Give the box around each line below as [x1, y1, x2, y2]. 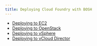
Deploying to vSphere [12, 30, 56, 36]
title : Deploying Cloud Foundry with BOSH [5, 7, 92, 12]
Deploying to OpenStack [12, 25, 61, 31]
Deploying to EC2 [12, 20, 48, 26]
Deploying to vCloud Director [12, 35, 70, 41]
